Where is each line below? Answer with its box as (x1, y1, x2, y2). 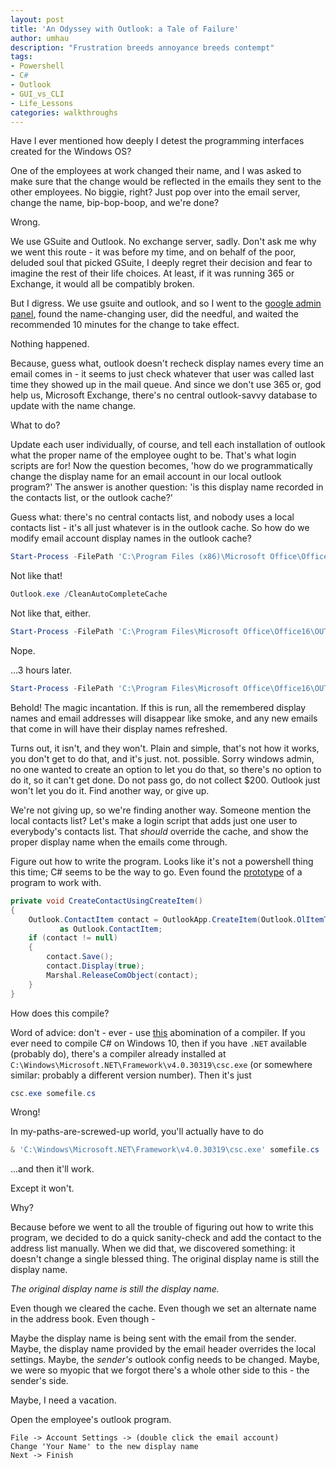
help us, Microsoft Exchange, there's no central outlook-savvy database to (10, 389, 318, 401)
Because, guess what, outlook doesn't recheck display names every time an (10, 357, 324, 370)
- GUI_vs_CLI (10, 89, 65, 99)
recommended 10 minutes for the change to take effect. (10, 319, 240, 331)
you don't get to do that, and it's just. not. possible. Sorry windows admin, (10, 752, 315, 765)
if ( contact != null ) (28, 933, 118, 943)
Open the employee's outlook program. (10, 1414, 172, 1426)
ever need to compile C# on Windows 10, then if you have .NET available (10, 1037, 307, 1049)
